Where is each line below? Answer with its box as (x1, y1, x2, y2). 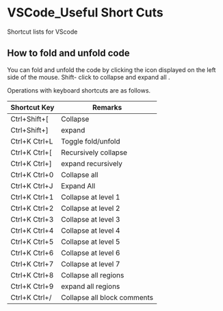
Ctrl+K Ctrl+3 (10, 214, 54, 224)
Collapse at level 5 (61, 237, 120, 246)
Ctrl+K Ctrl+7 (10, 259, 54, 268)
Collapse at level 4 (61, 225, 120, 235)
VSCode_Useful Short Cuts (7, 5, 163, 21)
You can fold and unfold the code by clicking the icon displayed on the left (7, 65, 216, 73)
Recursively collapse (61, 148, 128, 157)
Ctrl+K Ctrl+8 (10, 270, 54, 279)
